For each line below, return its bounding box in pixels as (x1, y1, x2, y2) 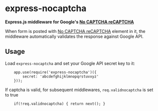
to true (5, 92, 18, 97)
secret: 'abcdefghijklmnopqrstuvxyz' (22, 74, 99, 79)
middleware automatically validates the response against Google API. (5, 33, 143, 39)
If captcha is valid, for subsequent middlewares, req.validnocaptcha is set (5, 87, 154, 93)
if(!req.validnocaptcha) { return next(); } (14, 101, 105, 106)
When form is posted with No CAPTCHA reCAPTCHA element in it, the (5, 28, 146, 34)
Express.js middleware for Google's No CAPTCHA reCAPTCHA (5, 19, 134, 25)
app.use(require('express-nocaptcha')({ (14, 70, 97, 75)
